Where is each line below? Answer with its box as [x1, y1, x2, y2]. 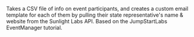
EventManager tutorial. [6, 24, 63, 31]
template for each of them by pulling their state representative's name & [6, 11, 184, 18]
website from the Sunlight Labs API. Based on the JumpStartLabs [6, 18, 168, 24]
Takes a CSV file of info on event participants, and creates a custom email [6, 5, 189, 12]
